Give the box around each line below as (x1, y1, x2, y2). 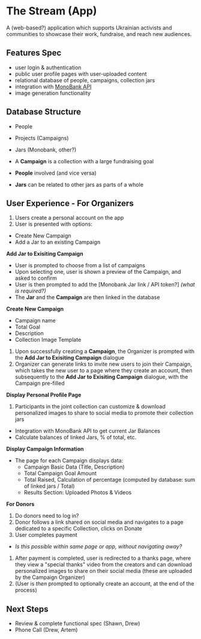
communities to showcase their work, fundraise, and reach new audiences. (6, 30, 192, 37)
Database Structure (6, 107, 81, 117)
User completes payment (14, 531, 78, 539)
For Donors (6, 500, 35, 508)
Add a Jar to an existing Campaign (14, 238, 101, 246)
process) (14, 587, 37, 594)
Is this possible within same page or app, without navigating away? (14, 543, 182, 550)
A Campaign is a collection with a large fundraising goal (14, 157, 154, 165)
